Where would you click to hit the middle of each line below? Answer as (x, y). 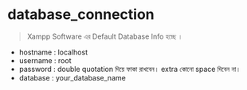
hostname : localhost (53, 52)
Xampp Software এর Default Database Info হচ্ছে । (105, 36)
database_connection (81, 15)
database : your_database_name (73, 77)
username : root (45, 60)
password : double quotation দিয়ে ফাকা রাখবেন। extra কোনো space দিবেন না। (130, 69)
